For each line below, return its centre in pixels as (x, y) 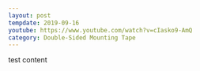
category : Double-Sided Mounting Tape (72, 37)
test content (28, 60)
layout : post (30, 15)
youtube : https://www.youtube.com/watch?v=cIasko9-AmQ (100, 30)
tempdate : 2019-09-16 (44, 23)
